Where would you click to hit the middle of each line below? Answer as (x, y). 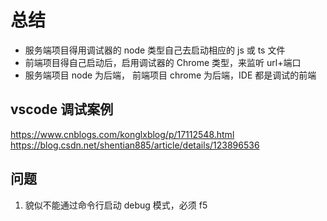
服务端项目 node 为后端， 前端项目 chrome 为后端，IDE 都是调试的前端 (170, 75)
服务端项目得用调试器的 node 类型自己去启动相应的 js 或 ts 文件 (155, 50)
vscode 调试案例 (62, 109)
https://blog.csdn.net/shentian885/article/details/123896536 (135, 145)
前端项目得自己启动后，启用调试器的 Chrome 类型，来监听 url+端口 (163, 62)
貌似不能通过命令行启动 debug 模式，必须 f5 (116, 205)
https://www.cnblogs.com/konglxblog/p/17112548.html (122, 134)
